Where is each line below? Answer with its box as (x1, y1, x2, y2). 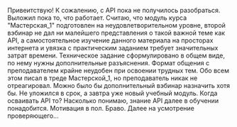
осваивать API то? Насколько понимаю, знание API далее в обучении (7, 96, 219, 105)
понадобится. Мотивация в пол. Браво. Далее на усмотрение (7, 104, 195, 112)
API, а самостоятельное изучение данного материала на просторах (7, 36, 214, 45)
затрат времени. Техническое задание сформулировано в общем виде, (7, 51, 226, 60)
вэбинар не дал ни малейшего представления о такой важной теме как (7, 28, 226, 37)
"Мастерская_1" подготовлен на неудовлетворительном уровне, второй (7, 21, 226, 29)
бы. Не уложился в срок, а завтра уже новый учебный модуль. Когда (7, 89, 218, 97)
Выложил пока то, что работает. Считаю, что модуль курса (7, 13, 187, 22)
